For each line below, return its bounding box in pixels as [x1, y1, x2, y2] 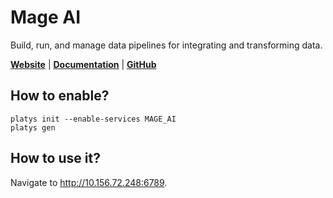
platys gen [10, 122, 56, 133]
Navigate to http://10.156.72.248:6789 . [10, 176, 168, 188]
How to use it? [10, 150, 101, 167]
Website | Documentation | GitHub [10, 58, 157, 70]
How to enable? [10, 87, 110, 105]
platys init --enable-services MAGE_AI [10, 114, 177, 124]
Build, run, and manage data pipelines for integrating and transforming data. [10, 39, 323, 51]
